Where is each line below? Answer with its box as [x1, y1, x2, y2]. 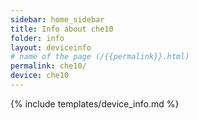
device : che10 [10, 71, 70, 81]
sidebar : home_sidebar [10, 14, 105, 25]
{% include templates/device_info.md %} [10, 97, 180, 110]
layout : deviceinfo [10, 42, 92, 53]
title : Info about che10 [10, 24, 114, 34]
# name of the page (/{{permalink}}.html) [10, 52, 190, 62]
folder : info [10, 33, 65, 43]
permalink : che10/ [10, 61, 87, 71]
